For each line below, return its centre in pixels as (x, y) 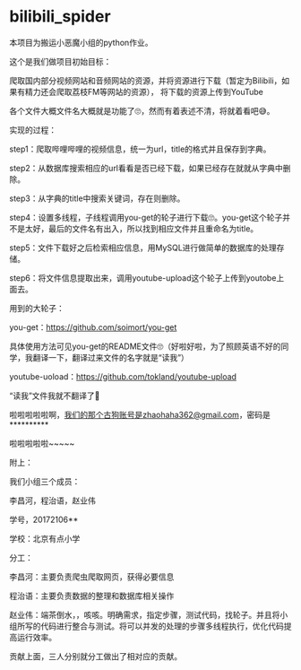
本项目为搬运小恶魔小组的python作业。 (81, 42)
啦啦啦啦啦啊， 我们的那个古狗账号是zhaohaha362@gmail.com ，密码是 (140, 414)
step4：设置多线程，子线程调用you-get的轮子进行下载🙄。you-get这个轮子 (146, 217)
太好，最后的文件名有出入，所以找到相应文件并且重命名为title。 (142, 228)
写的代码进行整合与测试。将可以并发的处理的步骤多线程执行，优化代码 (154, 626)
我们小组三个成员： (45, 481)
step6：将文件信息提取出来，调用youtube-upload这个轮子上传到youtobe (143, 278)
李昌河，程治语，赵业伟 (52, 500)
